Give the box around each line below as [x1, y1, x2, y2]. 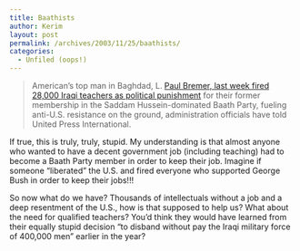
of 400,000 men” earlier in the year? [9, 231, 146, 241]
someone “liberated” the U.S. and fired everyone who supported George [9, 165, 281, 176]
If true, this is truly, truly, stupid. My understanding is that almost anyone [9, 137, 280, 147]
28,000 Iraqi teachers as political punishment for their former [31, 90, 261, 101]
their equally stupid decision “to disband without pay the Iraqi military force [9, 221, 291, 232]
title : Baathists [9, 13, 75, 23]
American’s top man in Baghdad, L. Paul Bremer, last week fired [31, 81, 270, 91]
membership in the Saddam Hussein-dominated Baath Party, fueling [31, 100, 287, 110]
